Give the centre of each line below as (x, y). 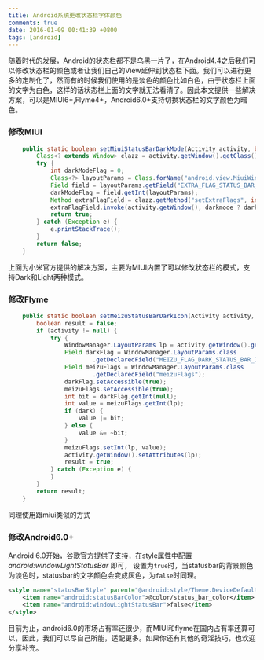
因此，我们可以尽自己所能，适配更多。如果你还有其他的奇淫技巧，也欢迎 (139, 638)
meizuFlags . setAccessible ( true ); (119, 389)
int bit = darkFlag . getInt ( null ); (121, 396)
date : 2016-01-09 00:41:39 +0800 (63, 30)
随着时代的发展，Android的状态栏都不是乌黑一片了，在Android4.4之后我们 (128, 60)
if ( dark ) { (84, 411)
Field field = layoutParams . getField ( (114, 185)
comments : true (33, 23)
